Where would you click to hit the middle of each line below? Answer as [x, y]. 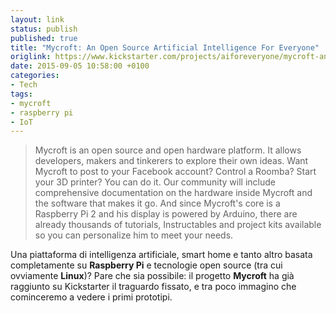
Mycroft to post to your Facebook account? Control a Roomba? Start [175, 172]
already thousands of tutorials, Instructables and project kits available [178, 225]
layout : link [37, 19]
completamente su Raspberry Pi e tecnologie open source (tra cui [146, 265]
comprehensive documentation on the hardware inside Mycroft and [173, 193]
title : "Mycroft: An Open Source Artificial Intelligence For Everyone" [165, 47]
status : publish [44, 29]
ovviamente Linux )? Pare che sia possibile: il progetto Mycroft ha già [152, 276]
